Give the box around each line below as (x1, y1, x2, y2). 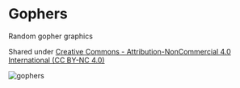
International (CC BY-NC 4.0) (8, 55, 105, 65)
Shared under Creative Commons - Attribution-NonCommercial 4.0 (8, 46, 232, 56)
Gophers (8, 5, 69, 23)
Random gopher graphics (8, 31, 93, 41)
